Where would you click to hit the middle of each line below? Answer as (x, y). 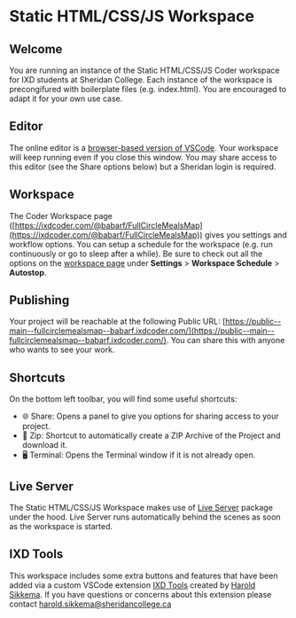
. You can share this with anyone (226, 340)
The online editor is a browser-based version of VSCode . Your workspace (144, 147)
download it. (45, 445)
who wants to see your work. (62, 350)
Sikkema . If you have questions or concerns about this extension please (140, 594)
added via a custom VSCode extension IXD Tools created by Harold (132, 585)
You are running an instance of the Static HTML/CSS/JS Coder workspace (144, 70)
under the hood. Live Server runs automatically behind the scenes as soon (145, 517)
